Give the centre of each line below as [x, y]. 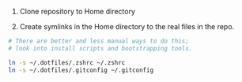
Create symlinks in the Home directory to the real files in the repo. [127, 26]
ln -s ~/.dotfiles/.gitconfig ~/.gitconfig [81, 70]
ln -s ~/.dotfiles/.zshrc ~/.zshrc [67, 62]
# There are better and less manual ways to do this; [99, 41]
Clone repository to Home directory [78, 11]
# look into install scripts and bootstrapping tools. [100, 48]
